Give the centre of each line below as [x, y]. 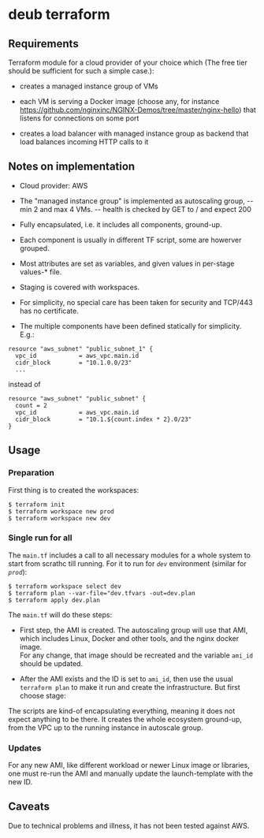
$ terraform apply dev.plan [54, 600]
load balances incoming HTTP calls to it [84, 142]
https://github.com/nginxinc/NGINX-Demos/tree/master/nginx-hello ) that [138, 110]
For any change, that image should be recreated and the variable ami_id [136, 655]
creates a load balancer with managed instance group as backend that [134, 133]
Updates [25, 748]
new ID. [20, 782]
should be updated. [51, 663]
